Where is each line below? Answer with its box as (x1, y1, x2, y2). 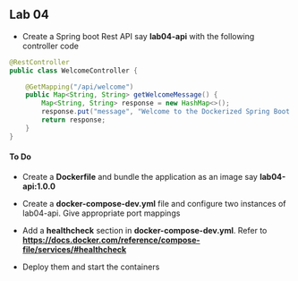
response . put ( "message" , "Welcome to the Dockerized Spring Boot (41, 107, 291, 116)
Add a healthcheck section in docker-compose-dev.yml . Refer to (21, 225, 268, 235)
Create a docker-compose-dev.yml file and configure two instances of (21, 198, 286, 209)
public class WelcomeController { (9, 66, 139, 75)
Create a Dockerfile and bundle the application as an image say (21, 171, 258, 182)
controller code (21, 40, 79, 51)
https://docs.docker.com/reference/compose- (21, 234, 200, 245)
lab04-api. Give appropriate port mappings (21, 208, 181, 218)
